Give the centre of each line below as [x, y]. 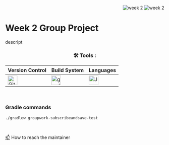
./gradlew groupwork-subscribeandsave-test [52, 118]
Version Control [27, 70]
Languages [102, 70]
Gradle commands [28, 107]
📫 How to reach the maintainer [38, 137]
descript [14, 42]
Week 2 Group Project [52, 28]
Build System [68, 70]
